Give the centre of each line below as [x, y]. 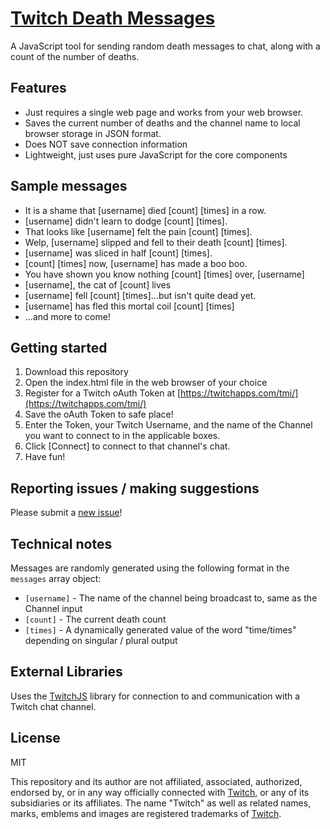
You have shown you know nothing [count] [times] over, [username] [164, 274]
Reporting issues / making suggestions [135, 488]
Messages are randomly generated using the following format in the [150, 568]
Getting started [59, 347]
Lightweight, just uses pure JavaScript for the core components [156, 154]
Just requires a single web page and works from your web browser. [164, 112]
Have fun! [45, 457]
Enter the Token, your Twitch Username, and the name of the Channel [168, 425]
